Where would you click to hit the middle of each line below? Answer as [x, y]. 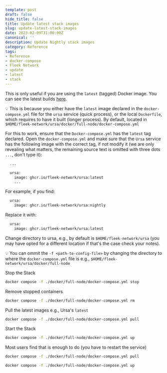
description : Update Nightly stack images [50, 42]
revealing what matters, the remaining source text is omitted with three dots [83, 149]
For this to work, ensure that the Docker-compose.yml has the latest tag [78, 133]
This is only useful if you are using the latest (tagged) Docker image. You [81, 93]
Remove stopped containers [34, 291]
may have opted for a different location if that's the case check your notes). [83, 243]
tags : [11, 51]
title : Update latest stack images [42, 24]
